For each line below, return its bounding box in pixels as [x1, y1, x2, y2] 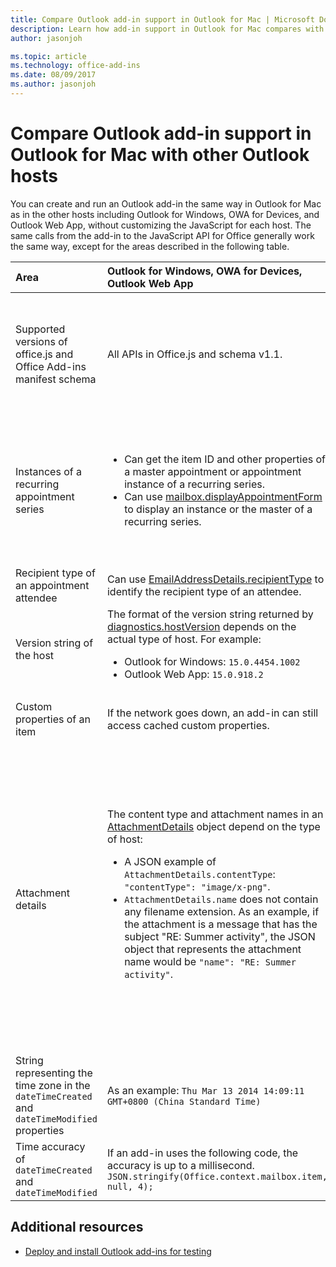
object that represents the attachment [124, 942, 302, 956]
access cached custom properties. [106, 718, 270, 732]
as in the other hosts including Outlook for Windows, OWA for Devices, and [10, 208, 320, 220]
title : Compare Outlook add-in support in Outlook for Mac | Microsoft [10, 14, 315, 25]
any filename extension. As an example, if [124, 904, 320, 918]
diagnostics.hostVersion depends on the [106, 619, 297, 633]
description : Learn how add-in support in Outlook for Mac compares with [10, 24, 325, 34]
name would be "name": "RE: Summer [124, 954, 297, 968]
